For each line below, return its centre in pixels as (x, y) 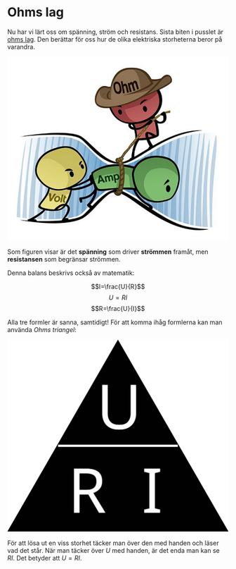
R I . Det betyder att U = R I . (45, 558)
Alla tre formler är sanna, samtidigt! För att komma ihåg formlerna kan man (115, 322)
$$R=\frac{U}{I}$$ (118, 308)
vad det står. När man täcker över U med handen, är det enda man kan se (113, 551)
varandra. (21, 47)
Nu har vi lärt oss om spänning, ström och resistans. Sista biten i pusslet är (115, 32)
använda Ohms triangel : (42, 329)
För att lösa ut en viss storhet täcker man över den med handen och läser (113, 543)
